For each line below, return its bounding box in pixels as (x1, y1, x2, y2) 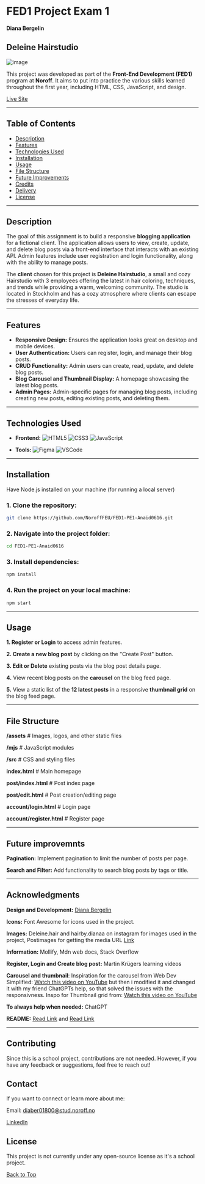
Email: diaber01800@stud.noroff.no (6, 1107, 96, 1114)
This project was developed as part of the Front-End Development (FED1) (6, 70, 193, 78)
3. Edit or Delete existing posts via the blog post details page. (6, 662, 161, 670)
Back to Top (6, 1171, 37, 1179)
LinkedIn (6, 1119, 28, 1126)
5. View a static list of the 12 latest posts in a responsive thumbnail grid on (6, 686, 196, 693)
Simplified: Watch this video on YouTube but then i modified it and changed (6, 978, 195, 985)
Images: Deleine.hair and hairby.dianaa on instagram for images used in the (6, 930, 197, 937)
